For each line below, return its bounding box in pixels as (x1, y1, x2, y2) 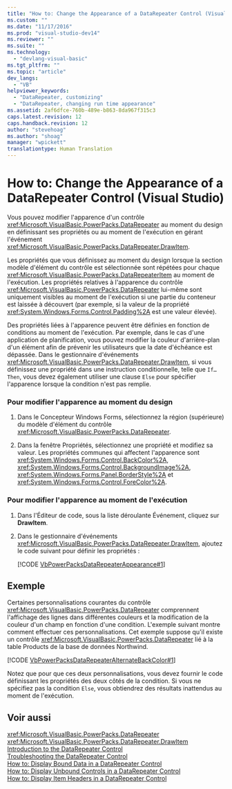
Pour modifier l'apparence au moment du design (7, 397, 173, 406)
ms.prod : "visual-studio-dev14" (7, 29, 100, 37)
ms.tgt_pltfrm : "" (7, 62, 60, 69)
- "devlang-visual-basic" (13, 55, 88, 62)
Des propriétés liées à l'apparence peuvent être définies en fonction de (7, 320, 210, 329)
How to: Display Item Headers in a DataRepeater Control (7, 774, 167, 783)
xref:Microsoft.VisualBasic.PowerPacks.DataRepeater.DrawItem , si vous (7, 358, 212, 366)
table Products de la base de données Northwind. (7, 643, 148, 651)
